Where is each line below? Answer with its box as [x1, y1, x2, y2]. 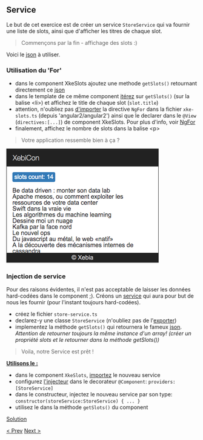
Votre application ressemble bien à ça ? [21, 136, 120, 144]
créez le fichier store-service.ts [15, 310, 98, 318]
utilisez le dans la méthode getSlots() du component [15, 404, 148, 411]
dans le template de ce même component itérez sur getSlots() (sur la [15, 93, 190, 100]
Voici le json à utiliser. [6, 51, 61, 58]
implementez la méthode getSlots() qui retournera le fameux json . [15, 324, 182, 331]
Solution [6, 415, 27, 423]
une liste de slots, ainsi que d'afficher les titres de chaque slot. [6, 27, 162, 35]
